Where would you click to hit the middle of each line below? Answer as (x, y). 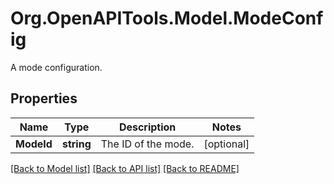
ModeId (34, 144)
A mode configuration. (56, 67)
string (76, 144)
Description (147, 127)
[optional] (226, 144)
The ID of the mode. (147, 144)
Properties (44, 98)
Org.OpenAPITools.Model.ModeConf (167, 18)
